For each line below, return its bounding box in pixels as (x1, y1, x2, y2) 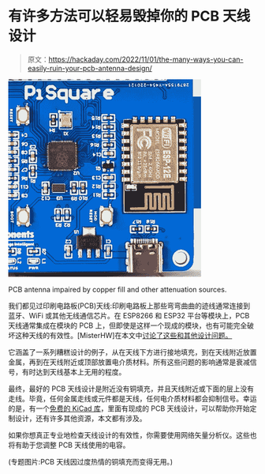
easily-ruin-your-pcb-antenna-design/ (27, 63, 152, 73)
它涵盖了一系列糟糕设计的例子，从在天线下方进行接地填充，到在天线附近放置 (8, 347, 257, 356)
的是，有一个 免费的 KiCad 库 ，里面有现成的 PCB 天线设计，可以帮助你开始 (8, 404, 250, 413)
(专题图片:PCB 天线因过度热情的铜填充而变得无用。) (8, 457, 174, 466)
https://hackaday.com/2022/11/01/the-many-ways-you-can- (48, 55, 244, 64)
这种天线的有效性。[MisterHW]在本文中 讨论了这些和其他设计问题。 (14, 330, 233, 340)
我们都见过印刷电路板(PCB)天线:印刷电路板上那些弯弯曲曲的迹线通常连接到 (8, 301, 251, 310)
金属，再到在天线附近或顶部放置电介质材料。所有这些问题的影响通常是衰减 (8, 357, 250, 367)
